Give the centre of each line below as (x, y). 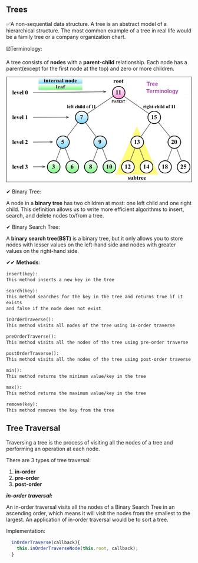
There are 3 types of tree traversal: (49, 460)
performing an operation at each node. (53, 449)
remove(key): (22, 404)
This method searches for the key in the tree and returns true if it (95, 297)
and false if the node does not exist (54, 308)
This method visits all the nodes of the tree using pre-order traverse (97, 342)
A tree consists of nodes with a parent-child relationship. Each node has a (97, 62)
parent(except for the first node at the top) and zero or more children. (90, 68)
